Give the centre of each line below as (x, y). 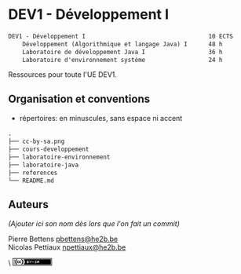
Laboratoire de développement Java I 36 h (122, 52)
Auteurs (29, 205)
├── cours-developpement (49, 149)
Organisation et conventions (79, 99)
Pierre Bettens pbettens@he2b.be (63, 239)
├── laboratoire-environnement (59, 157)
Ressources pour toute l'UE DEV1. (63, 74)
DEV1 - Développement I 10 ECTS (121, 36)
